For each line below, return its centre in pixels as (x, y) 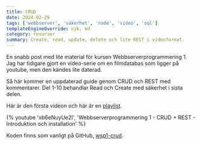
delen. (14, 94)
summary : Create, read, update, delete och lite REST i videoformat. (96, 40)
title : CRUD (21, 12)
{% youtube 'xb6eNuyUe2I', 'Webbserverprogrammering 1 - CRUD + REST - (101, 117)
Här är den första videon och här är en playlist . (64, 106)
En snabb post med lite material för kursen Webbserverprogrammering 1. (97, 57)
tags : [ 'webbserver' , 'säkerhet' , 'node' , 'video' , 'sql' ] (82, 23)
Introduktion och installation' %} (46, 124)
